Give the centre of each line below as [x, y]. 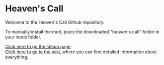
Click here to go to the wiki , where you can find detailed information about [81, 52]
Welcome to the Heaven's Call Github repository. [55, 22]
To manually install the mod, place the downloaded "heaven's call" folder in [82, 32]
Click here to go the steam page [38, 46]
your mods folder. [23, 37]
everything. [17, 57]
